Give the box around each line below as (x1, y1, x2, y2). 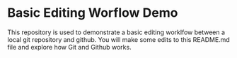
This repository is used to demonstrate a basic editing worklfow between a (7, 28, 225, 36)
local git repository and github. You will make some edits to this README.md (7, 35, 230, 43)
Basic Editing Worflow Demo (7, 5, 178, 21)
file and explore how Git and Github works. (7, 43, 132, 51)
